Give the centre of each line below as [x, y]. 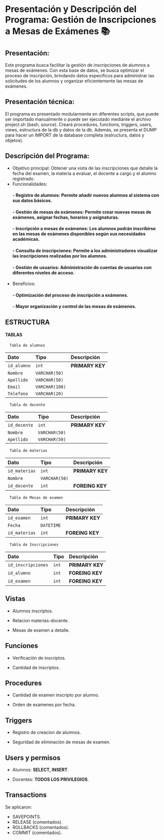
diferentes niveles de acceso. [43, 273]
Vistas [15, 599]
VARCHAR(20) [49, 394]
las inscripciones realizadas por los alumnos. [60, 256]
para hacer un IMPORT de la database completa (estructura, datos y [75, 135]
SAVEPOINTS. [27, 817]
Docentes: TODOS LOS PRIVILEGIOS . [51, 779]
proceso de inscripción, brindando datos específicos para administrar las [80, 75]
